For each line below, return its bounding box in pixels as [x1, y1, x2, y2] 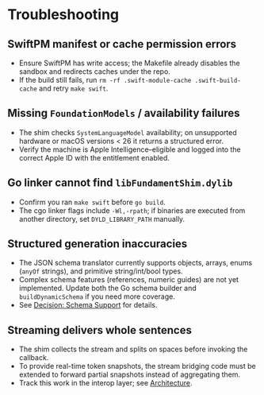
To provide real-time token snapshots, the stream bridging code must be [18, 362, 256, 371]
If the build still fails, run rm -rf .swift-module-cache [18, 76, 192, 84]
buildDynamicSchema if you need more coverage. [18, 292, 175, 301]
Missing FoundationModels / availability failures [7, 106, 240, 120]
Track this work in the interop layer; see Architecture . [18, 378, 193, 388]
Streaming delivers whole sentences [7, 323, 192, 337]
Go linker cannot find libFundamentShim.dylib [7, 176, 233, 190]
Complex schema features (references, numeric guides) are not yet [18, 275, 239, 285]
